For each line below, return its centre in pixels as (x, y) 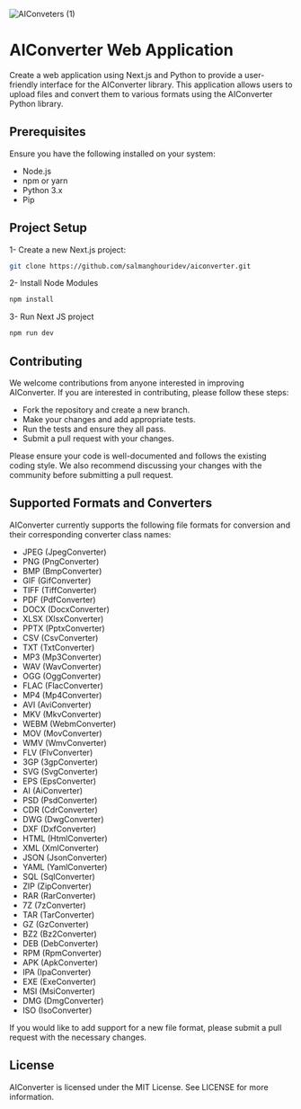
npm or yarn (45, 181)
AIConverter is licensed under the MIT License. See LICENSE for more (139, 1087)
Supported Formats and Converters (111, 503)
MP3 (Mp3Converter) (62, 657)
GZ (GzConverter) (56, 924)
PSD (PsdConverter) (60, 800)
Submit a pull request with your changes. (98, 439)
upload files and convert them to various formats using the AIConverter (141, 93)
